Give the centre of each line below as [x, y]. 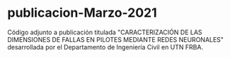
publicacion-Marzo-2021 [82, 13]
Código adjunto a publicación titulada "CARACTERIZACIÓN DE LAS [105, 32]
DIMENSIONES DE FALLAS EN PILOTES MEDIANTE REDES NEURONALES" [116, 39]
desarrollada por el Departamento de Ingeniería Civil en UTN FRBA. [105, 47]
